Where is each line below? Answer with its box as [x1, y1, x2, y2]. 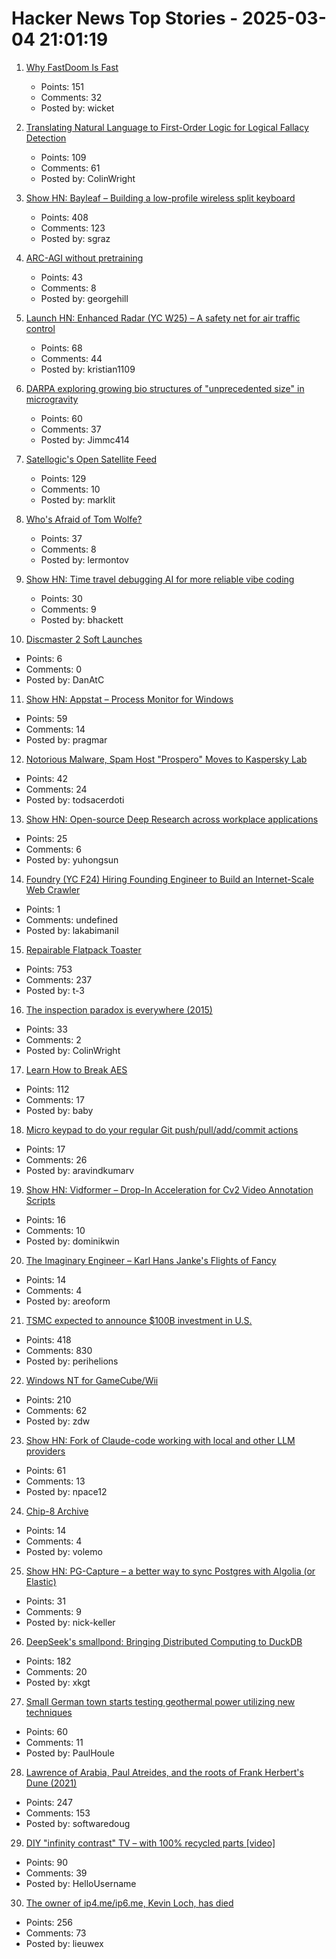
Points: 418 [25, 1333, 72, 1346]
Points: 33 [25, 1023, 68, 1035]
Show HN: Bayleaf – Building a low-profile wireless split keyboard [25, 192, 296, 204]
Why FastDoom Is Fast [25, 61, 119, 73]
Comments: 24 [25, 783, 88, 795]
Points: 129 [40, 472, 87, 484]
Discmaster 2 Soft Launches [25, 633, 143, 645]
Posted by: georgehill [40, 292, 129, 304]
